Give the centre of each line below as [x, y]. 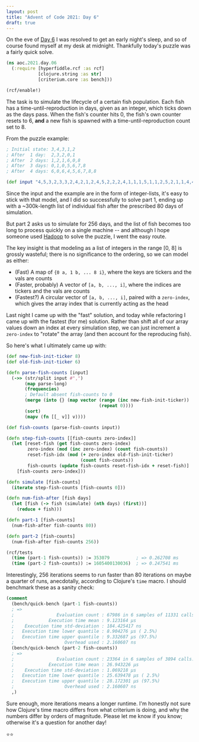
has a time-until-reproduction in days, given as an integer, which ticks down [99, 108]
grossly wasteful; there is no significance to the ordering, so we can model [97, 254]
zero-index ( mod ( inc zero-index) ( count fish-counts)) [98, 449]
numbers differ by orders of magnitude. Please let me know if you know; [94, 716]
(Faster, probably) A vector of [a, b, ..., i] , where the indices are [98, 285]
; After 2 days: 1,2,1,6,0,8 [44, 160]
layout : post [22, 12]
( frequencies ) [42, 389]
